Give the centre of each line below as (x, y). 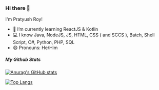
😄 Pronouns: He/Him (35, 48)
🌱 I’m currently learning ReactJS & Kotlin (55, 29)
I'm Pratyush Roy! (24, 19)
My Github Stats (23, 59)
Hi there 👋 (18, 8)
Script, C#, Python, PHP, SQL (44, 42)
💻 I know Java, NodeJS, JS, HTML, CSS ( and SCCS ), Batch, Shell (84, 35)
